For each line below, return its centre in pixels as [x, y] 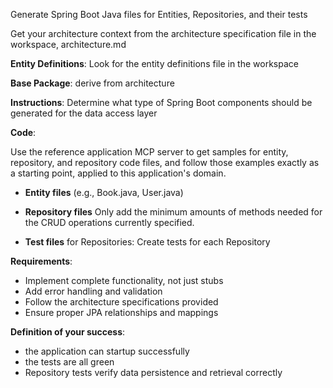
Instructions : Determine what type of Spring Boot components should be [161, 102]
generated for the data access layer [84, 113]
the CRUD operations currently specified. [109, 222]
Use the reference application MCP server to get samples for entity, [149, 152]
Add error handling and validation [93, 291]
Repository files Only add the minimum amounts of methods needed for [173, 212]
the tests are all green [69, 362]
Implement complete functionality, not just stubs [124, 280]
